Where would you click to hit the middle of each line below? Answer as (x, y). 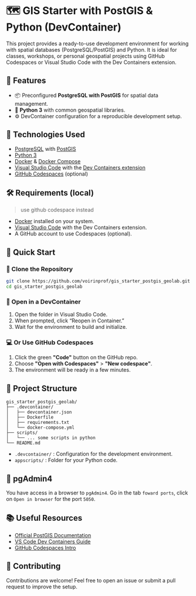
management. (31, 103)
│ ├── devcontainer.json (39, 412)
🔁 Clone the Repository (40, 269)
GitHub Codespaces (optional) (51, 174)
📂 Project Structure (42, 388)
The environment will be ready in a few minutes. (72, 370)
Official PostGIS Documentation (53, 535)
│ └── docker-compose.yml (40, 428)
